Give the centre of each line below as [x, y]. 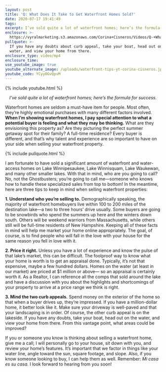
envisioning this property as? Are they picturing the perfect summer [74, 128]
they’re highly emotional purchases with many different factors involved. [79, 112]
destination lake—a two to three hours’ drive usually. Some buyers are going [83, 209]
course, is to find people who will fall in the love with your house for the [78, 236]
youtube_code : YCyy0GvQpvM [33, 74]
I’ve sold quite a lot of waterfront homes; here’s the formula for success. [83, 97]
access [12, 168]
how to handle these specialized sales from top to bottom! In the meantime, [82, 184]
